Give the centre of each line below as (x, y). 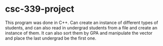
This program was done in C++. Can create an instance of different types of (81, 23)
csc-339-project (40, 9)
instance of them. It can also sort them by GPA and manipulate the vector (79, 33)
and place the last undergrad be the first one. (51, 38)
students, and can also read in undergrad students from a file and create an (81, 27)
